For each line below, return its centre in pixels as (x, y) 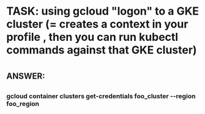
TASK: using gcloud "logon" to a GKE (103, 11)
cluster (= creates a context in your (97, 24)
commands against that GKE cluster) (102, 50)
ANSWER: (26, 77)
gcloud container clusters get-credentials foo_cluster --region (101, 96)
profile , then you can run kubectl (92, 37)
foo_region (23, 104)
